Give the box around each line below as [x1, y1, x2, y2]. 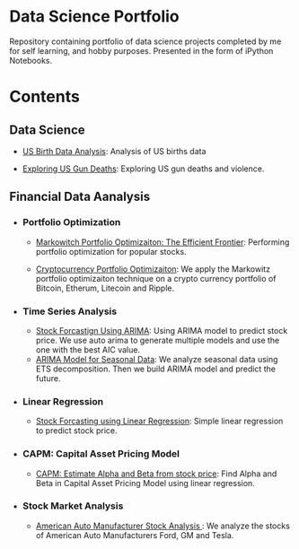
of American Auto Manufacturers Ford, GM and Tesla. [35, 529, 234, 540]
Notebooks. [9, 55, 53, 65]
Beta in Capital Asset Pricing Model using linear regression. [35, 477, 256, 488]
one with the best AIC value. [35, 344, 141, 355]
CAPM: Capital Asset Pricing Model [22, 448, 180, 460]
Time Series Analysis [22, 305, 118, 318]
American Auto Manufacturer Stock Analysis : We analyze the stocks [35, 520, 290, 531]
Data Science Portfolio [9, 6, 180, 27]
